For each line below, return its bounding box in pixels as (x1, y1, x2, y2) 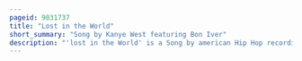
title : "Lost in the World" (9, 22, 115, 30)
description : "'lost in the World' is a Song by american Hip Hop (9, 38, 263, 48)
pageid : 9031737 (9, 13, 70, 22)
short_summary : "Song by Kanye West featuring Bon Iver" (9, 30, 227, 39)
